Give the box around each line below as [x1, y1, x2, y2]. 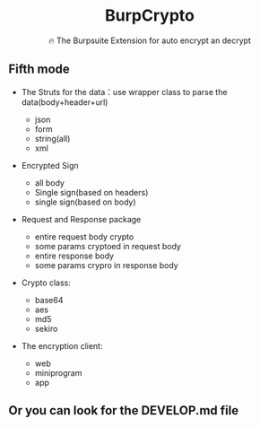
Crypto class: [21, 277, 71, 288]
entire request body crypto [34, 231, 134, 242]
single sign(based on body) [34, 196, 136, 207]
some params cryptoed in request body [34, 240, 181, 251]
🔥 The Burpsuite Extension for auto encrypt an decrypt [48, 35, 252, 46]
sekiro [34, 323, 58, 334]
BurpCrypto [105, 5, 195, 26]
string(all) [34, 133, 71, 144]
